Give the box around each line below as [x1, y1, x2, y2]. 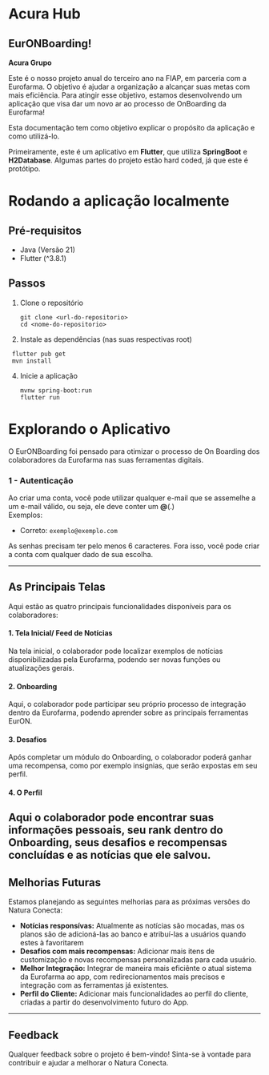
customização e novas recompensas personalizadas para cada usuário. [19, 955, 257, 965]
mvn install [11, 357, 52, 365]
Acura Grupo [8, 58, 52, 67]
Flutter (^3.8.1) [19, 254, 66, 263]
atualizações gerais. [8, 664, 74, 673]
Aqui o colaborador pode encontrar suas [8, 811, 215, 824]
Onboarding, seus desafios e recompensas [8, 836, 228, 849]
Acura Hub [8, 5, 82, 23]
